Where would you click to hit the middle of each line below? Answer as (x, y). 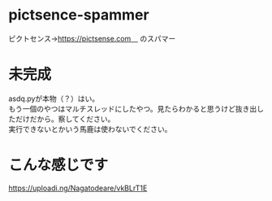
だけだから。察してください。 (65, 119)
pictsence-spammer (79, 15)
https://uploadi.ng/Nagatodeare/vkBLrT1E (78, 188)
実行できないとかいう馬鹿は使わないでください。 (90, 129)
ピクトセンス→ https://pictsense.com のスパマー (92, 38)
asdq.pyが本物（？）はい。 (54, 98)
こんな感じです (58, 165)
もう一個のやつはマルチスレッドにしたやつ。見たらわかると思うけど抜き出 (133, 108)
